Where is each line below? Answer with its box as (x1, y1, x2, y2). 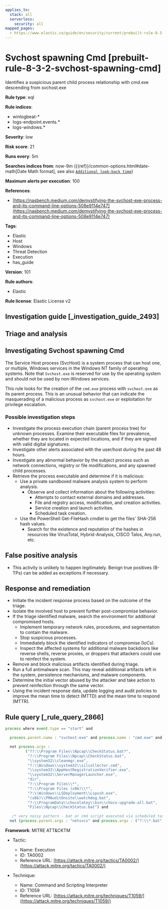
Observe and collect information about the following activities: (27, 488, 155, 495)
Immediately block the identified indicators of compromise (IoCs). (19, 640, 155, 646)
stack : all (9, 12, 32, 17)
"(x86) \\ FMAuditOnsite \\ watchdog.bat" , (27, 795, 111, 800)
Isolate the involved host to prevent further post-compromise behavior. (12, 608, 158, 614)
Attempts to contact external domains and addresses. (34, 494, 145, 500)
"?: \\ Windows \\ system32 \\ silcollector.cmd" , (27, 763, 122, 768)
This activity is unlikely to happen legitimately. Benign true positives (12, 564, 152, 570)
